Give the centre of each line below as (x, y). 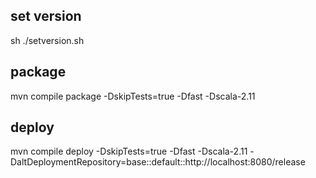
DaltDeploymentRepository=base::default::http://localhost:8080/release (158, 162)
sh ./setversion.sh (47, 40)
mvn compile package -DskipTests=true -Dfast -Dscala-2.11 (133, 96)
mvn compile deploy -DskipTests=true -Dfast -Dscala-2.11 (129, 151)
